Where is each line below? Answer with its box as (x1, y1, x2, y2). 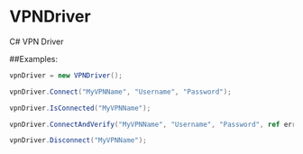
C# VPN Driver (9, 36, 65, 47)
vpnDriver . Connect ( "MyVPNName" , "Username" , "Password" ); (9, 87, 232, 96)
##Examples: (9, 53, 59, 64)
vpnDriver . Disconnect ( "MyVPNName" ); (9, 136, 147, 145)
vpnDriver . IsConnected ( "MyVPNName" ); (9, 104, 151, 113)
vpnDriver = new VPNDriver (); (9, 70, 124, 80)
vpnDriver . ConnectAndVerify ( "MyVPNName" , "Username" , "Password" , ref (9, 120, 280, 129)
